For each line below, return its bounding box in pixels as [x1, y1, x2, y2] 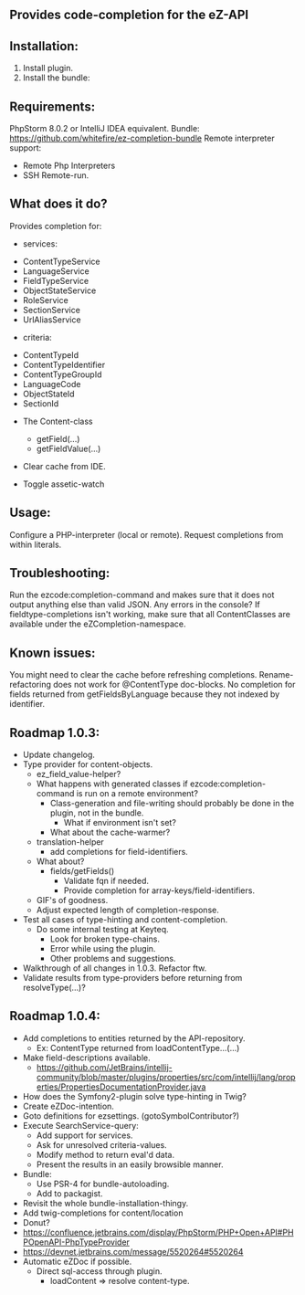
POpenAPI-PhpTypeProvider [22, 1237, 131, 1248]
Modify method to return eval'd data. [36, 1149, 175, 1160]
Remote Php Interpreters [22, 160, 116, 172]
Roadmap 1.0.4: [9, 1008, 100, 1024]
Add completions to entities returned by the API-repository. [22, 1032, 246, 1044]
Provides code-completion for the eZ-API [9, 7, 249, 23]
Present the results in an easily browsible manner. [36, 1159, 224, 1170]
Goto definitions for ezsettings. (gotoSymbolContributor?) [22, 1110, 240, 1121]
